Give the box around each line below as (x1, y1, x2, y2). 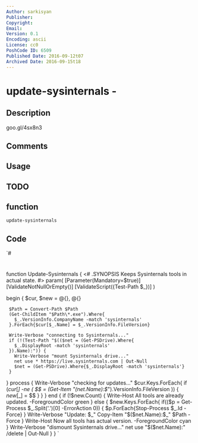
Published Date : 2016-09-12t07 (6, 53, 84, 59)
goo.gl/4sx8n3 (6, 123, 43, 131)
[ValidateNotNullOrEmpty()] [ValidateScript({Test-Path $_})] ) (6, 283, 156, 290)
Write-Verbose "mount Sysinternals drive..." (14, 353, 129, 360)
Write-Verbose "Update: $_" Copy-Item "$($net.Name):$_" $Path (27, 411, 187, 418)
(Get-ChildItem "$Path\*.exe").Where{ (8, 311, 105, 318)
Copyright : (6, 20, 33, 26)
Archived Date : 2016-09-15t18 (6, 58, 81, 64)
